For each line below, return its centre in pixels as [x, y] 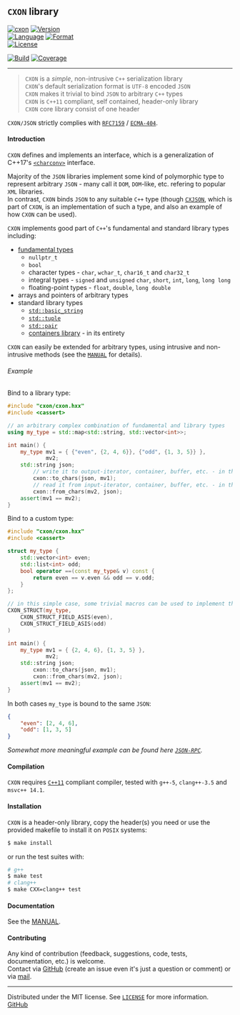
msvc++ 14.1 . [26, 790]
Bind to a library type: [39, 393]
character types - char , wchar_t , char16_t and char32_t [109, 272]
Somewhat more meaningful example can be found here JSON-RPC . [105, 750]
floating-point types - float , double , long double [100, 288]
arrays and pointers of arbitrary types [73, 295]
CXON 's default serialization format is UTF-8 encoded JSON [107, 86]
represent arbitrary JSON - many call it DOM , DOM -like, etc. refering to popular [117, 184]
